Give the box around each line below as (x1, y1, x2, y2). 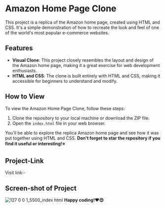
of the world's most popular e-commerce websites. (5, 30, 109, 35)
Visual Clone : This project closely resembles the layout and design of (12, 57, 154, 63)
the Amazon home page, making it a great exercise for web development (12, 62, 160, 68)
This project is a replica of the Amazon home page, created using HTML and (5, 19, 160, 25)
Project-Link (5, 156, 44, 165)
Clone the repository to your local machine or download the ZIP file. (12, 115, 150, 121)
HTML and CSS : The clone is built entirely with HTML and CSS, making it (12, 72, 161, 79)
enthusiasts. (12, 68, 37, 73)
